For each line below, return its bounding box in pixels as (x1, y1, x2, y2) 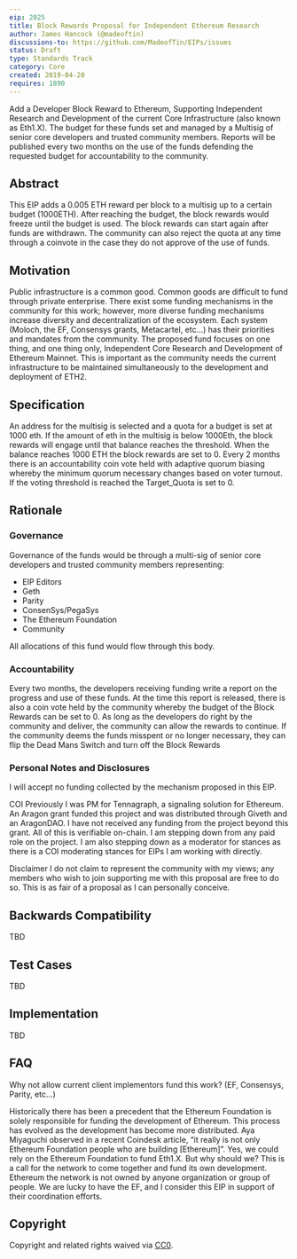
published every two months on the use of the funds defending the (9, 141, 254, 152)
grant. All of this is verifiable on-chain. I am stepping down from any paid (9, 827, 276, 838)
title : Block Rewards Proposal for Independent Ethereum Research (9, 21, 260, 30)
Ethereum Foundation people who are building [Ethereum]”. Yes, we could (9, 1144, 279, 1154)
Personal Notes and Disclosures (9, 761, 151, 774)
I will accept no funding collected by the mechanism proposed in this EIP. (9, 782, 277, 792)
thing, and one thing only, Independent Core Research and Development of (9, 343, 284, 354)
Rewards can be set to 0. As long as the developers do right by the (9, 712, 253, 722)
